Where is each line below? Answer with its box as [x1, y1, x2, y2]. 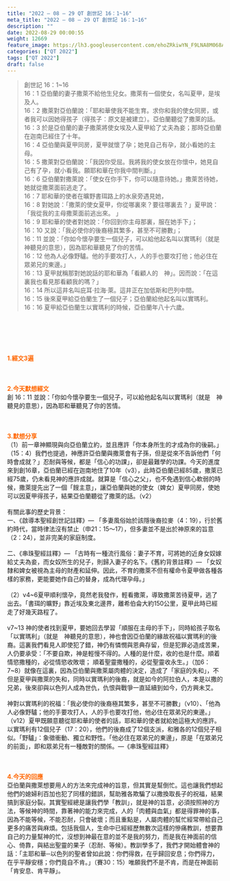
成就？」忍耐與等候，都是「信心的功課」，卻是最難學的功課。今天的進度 [18, 457, 220, 465]
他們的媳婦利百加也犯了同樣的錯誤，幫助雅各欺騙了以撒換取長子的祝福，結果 [7, 789, 223, 797]
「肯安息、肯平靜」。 [7, 867, 64, 875]
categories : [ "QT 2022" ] [7, 49, 78, 55]
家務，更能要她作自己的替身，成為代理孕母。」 [18, 574, 149, 583]
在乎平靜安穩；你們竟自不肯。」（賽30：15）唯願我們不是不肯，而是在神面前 [7, 858, 219, 866]
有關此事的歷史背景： [7, 507, 67, 515]
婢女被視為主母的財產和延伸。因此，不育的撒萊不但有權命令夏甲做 [18, 566, 205, 574]
